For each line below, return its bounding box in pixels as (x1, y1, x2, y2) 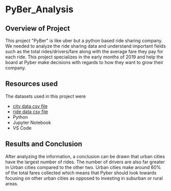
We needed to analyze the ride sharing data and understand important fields (5, 43, 166, 49)
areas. (5, 180, 19, 186)
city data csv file (12, 103, 48, 109)
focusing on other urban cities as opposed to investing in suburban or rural (5, 175, 163, 181)
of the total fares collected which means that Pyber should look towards (5, 169, 157, 176)
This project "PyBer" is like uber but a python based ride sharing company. (5, 37, 163, 44)
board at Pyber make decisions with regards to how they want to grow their (5, 59, 164, 65)
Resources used (5, 79, 58, 88)
